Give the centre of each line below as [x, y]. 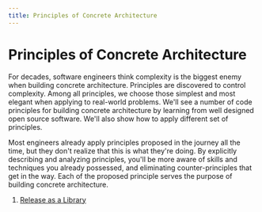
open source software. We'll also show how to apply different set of [118, 119]
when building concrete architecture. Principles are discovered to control [127, 85]
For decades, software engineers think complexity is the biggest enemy [125, 77]
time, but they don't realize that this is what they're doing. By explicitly [123, 150]
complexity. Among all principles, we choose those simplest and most [122, 93]
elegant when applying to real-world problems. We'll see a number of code [130, 102]
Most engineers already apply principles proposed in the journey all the [124, 142]
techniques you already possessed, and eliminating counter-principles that [130, 168]
